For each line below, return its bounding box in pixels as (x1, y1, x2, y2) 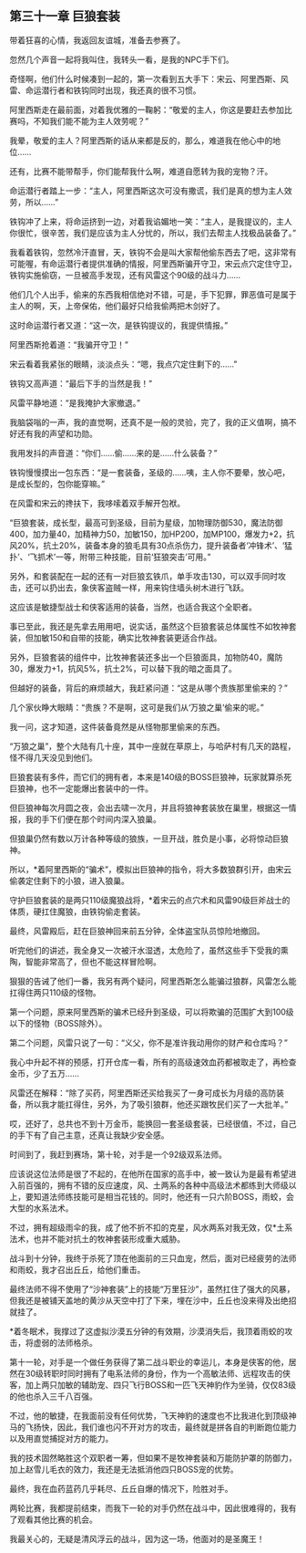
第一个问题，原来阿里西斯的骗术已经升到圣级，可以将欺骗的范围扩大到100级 (9, 1006, 294, 1017)
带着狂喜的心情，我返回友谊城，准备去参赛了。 (9, 35, 185, 46)
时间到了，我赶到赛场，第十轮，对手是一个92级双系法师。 (9, 1149, 228, 1160)
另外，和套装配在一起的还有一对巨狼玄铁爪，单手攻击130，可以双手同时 (9, 570, 279, 581)
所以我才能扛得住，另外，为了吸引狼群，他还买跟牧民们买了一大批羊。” (25, 1099, 289, 1110)
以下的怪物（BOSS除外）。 (9, 1017, 107, 1028)
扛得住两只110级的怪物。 (9, 986, 102, 997)
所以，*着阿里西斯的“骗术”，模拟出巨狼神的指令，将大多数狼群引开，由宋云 (9, 863, 292, 874)
